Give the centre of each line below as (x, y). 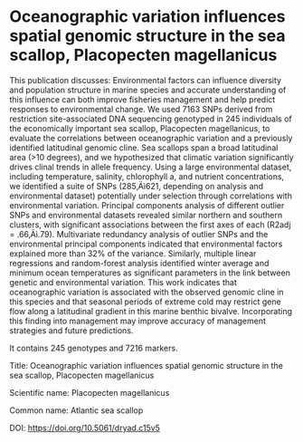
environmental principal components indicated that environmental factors (146, 244)
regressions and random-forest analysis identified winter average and (139, 263)
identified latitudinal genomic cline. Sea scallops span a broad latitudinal (144, 148)
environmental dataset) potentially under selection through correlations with (151, 196)
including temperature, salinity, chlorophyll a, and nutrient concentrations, (147, 176)
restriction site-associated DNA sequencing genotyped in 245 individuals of (151, 119)
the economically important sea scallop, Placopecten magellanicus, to (140, 128)
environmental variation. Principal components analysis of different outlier (147, 205)
